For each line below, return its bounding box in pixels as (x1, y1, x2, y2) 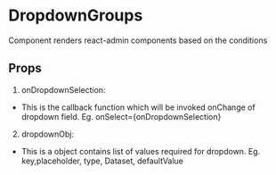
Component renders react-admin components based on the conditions (8, 35, 268, 46)
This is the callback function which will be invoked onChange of (20, 102, 256, 112)
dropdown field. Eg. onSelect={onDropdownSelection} (20, 111, 222, 121)
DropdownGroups (8, 5, 143, 26)
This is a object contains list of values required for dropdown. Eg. (20, 146, 261, 156)
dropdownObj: (20, 129, 75, 139)
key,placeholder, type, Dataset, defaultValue (20, 155, 184, 166)
